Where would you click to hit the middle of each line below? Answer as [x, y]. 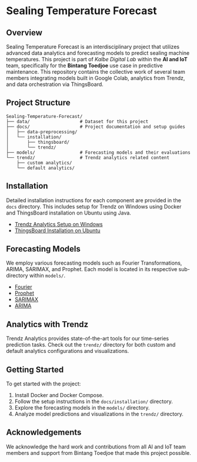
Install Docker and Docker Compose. [59, 395]
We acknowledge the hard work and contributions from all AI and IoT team [96, 447]
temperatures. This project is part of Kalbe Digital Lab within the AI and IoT [97, 59]
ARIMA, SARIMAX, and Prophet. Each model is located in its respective [92, 269]
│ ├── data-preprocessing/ [42, 132]
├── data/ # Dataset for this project [77, 121]
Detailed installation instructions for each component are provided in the [94, 200]
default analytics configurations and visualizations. [68, 351]
